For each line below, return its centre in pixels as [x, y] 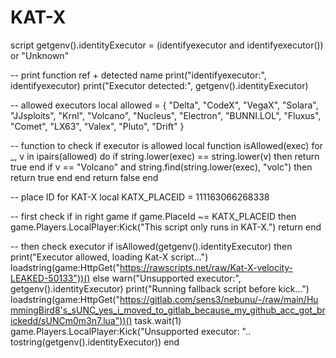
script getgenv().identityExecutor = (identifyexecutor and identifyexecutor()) [167, 45]
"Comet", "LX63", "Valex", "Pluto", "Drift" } [97, 126]
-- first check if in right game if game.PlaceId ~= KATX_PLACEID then [153, 216]
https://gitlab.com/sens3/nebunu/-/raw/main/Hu [219, 299]
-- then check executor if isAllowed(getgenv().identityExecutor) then [151, 246]
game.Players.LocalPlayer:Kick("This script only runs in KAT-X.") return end [166, 227]
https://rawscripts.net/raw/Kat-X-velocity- [206, 267]
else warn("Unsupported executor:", [167, 278]
